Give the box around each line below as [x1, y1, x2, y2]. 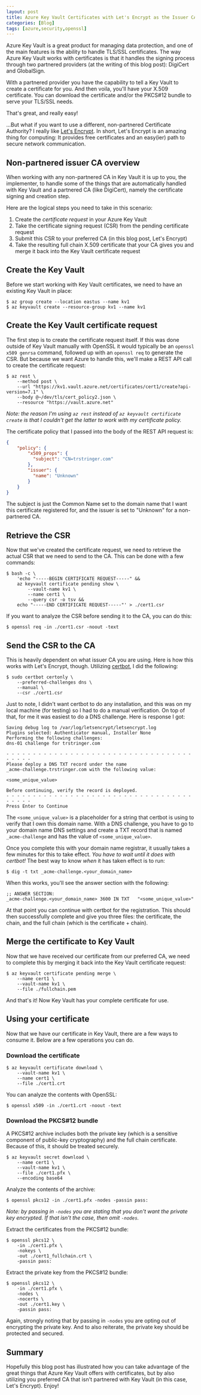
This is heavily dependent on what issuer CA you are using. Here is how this [6, 656, 193, 663]
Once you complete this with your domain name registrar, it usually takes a [6, 845, 190, 852]
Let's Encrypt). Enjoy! [6, 1382, 59, 1390]
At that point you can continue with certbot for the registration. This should [6, 906, 190, 914]
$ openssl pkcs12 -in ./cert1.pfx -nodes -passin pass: [6, 1197, 148, 1203]
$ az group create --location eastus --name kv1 [6, 299, 130, 305]
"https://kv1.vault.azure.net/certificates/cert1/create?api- [32, 384, 191, 390]
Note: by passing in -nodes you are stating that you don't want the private [6, 1208, 188, 1215]
